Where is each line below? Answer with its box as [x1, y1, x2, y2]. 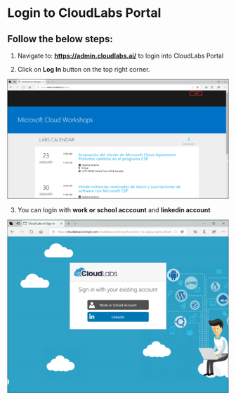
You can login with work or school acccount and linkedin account [17, 206, 211, 214]
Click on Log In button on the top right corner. [17, 65, 150, 73]
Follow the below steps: [7, 33, 114, 45]
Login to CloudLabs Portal [7, 5, 162, 21]
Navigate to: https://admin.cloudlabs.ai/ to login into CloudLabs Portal [17, 51, 224, 60]
